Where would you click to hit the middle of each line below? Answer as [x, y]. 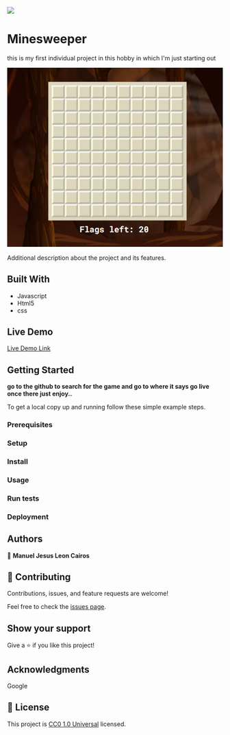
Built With [28, 279]
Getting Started [41, 370]
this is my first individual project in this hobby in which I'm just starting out [112, 58]
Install [18, 461]
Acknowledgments [49, 670]
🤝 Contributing [39, 577]
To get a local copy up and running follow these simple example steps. [106, 407]
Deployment [28, 516]
